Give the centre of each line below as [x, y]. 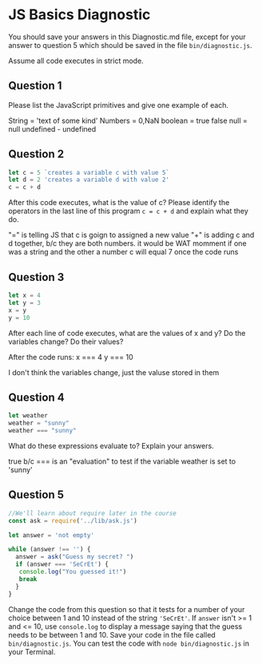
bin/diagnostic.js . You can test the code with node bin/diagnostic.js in [129, 643]
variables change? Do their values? [66, 342]
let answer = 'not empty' [51, 535]
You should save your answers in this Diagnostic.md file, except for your [127, 37]
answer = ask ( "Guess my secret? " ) [75, 557]
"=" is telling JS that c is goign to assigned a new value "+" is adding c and [131, 235]
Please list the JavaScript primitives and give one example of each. [119, 105]
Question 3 [36, 277]
